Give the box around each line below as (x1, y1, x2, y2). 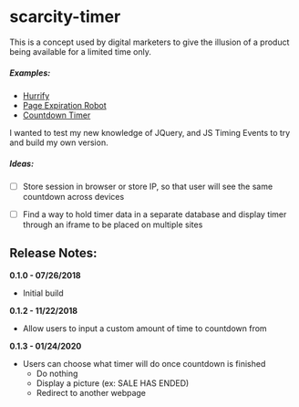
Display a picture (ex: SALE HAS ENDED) (36, 377, 190, 389)
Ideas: (9, 158, 35, 169)
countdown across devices (22, 191, 125, 202)
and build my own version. (9, 137, 108, 148)
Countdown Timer (22, 110, 91, 120)
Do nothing (36, 368, 78, 379)
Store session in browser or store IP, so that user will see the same (22, 181, 273, 192)
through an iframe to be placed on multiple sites (22, 219, 203, 230)
